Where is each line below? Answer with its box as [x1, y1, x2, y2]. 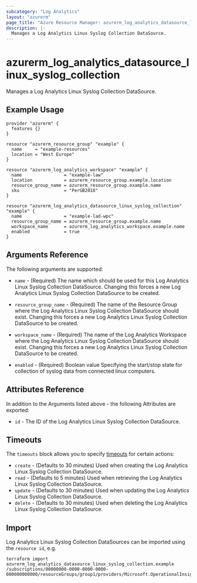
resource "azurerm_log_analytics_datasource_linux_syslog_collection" [6, 203, 182, 209]
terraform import [6, 556, 49, 562]
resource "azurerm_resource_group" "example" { [6, 141, 125, 147]
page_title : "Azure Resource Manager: [6, 19, 101, 25]
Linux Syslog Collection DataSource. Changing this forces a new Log [14, 283, 181, 290]
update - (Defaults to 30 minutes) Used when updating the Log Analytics [14, 487, 189, 494]
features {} [11, 125, 41, 131]
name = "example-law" [11, 172, 104, 178]
